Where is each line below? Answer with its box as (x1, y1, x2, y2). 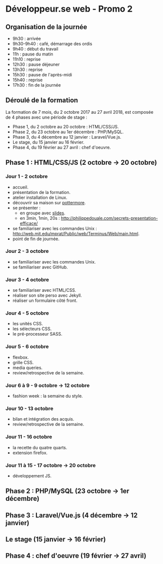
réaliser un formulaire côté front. (12, 298, 78, 303)
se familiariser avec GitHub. (12, 264, 68, 270)
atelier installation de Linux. (12, 194, 67, 200)
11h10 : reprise (12, 56, 41, 62)
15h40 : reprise (12, 77, 43, 83)
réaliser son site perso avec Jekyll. (12, 293, 82, 299)
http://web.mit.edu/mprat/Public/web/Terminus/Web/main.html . (12, 230, 140, 236)
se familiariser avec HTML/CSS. (12, 287, 77, 293)
